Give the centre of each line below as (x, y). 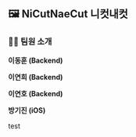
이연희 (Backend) (36, 77)
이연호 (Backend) (36, 93)
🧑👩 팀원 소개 (30, 41)
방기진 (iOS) (27, 110)
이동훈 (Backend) (36, 60)
